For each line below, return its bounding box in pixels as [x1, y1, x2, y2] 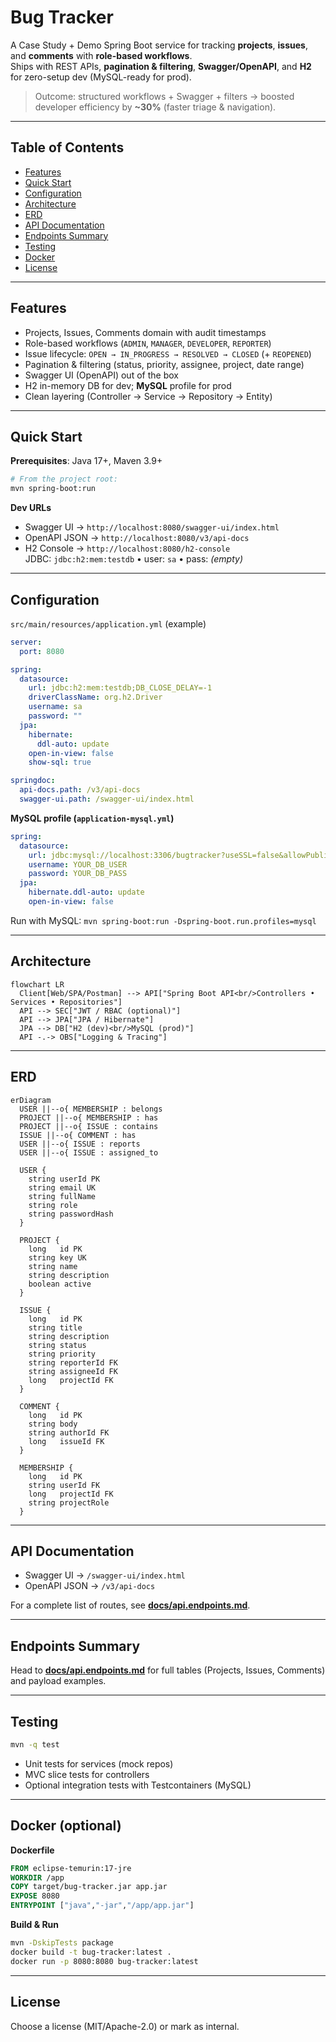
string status [28, 1340, 87, 1350]
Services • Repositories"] [10, 997, 123, 1007]
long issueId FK [28, 1436, 105, 1446]
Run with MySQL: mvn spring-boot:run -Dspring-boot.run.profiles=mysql [10, 914, 317, 926]
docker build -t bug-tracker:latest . [10, 1947, 172, 1957]
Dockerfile [10, 1844, 55, 1856]
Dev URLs [10, 502, 52, 514]
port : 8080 [19, 646, 65, 656]
